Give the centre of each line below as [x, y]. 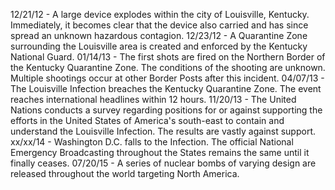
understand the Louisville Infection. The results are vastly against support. [163, 131]
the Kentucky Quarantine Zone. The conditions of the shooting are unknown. [168, 67]
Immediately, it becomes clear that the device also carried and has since [159, 25]
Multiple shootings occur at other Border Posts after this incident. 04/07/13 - [167, 78]
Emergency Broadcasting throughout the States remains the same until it [160, 152]
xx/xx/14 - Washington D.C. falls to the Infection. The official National [152, 142]
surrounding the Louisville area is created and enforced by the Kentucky [159, 46]
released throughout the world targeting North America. [125, 173]
